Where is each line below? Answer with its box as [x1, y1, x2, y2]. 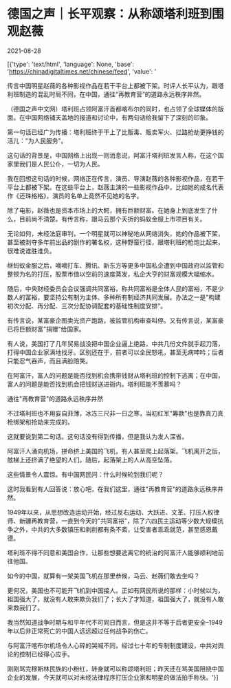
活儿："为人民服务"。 [7, 136, 67, 144]
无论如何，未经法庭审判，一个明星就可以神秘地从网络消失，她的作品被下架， [7, 229, 224, 237]
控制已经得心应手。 [19, 649, 74, 658]
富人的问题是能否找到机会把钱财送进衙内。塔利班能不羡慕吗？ [7, 380, 182, 388]
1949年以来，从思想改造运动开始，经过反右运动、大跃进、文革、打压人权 [7, 508, 214, 516]
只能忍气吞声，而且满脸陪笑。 [7, 356, 91, 365]
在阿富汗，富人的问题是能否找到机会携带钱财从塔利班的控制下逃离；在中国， [7, 371, 224, 379]
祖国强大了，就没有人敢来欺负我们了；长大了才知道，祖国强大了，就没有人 [7, 594, 218, 603]
